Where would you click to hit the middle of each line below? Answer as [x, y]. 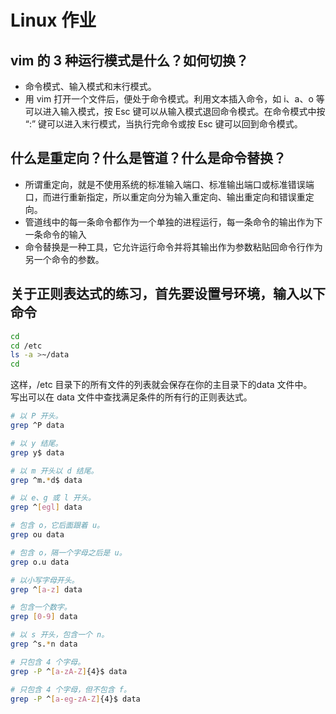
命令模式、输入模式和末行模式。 [90, 86]
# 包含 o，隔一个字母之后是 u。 [68, 552]
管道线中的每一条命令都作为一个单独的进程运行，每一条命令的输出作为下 [173, 222]
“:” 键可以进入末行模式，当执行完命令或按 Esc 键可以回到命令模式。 [163, 124]
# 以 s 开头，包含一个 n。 [60, 635]
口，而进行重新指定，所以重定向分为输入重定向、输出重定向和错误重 [165, 197]
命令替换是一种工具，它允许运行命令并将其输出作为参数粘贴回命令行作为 [173, 247]
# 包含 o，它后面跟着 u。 [57, 526]
